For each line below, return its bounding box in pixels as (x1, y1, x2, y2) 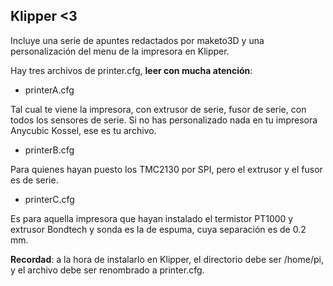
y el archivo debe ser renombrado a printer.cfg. (10, 264, 205, 276)
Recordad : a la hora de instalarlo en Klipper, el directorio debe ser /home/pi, (10, 253, 324, 265)
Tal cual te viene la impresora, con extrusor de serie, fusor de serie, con (10, 103, 307, 115)
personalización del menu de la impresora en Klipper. (10, 45, 230, 57)
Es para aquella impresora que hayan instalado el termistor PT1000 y (10, 212, 294, 224)
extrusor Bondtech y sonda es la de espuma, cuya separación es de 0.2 (10, 223, 307, 235)
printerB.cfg (24, 144, 75, 156)
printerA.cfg (24, 84, 75, 96)
